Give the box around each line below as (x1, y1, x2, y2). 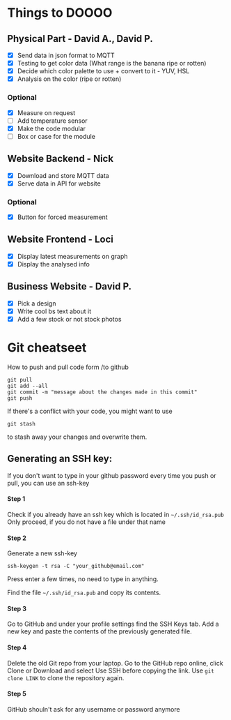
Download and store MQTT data (17, 171, 109, 179)
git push (7, 394, 33, 402)
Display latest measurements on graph (17, 252, 128, 260)
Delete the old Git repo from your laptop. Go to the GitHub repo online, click (7, 659, 224, 667)
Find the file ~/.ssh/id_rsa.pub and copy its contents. (7, 588, 161, 597)
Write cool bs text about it (17, 307, 92, 315)
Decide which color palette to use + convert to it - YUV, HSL (17, 67, 190, 75)
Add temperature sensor (17, 117, 88, 125)
